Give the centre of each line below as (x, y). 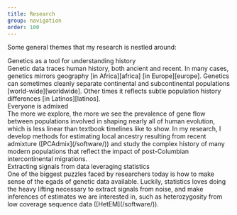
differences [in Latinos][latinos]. (54, 99)
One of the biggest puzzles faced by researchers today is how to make (111, 174)
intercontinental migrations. (47, 159)
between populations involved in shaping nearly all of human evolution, (111, 121)
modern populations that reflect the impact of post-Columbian (98, 151)
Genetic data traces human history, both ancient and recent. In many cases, (118, 69)
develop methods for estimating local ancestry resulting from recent (107, 136)
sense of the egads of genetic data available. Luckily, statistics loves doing (117, 182)
